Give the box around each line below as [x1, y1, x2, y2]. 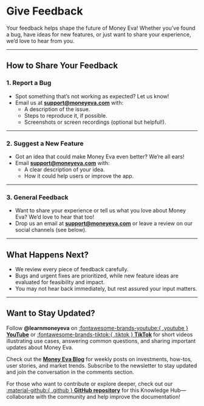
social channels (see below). [15, 226, 87, 234]
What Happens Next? [6, 249, 89, 260]
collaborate [6, 393, 35, 400]
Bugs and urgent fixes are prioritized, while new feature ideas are [15, 272, 179, 280]
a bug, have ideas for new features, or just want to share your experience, [6, 30, 191, 38]
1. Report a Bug [6, 79, 52, 87]
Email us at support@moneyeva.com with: [15, 99, 123, 106]
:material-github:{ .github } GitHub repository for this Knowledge [6, 387, 169, 394]
